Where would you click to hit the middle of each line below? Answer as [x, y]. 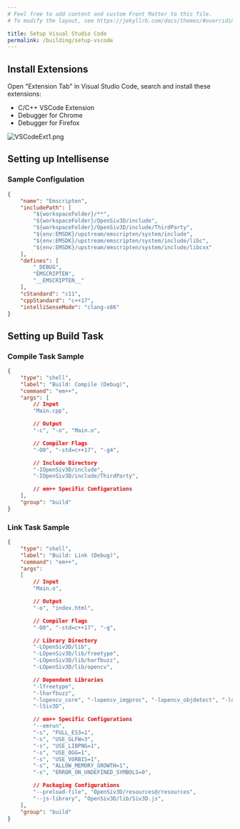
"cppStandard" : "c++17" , [57, 301]
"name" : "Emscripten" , [54, 201]
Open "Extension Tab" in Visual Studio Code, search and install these [109, 86]
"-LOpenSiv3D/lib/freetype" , [76, 654]
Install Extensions [48, 69]
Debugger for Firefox [49, 123]
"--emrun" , [49, 726]
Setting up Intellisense [58, 159]
